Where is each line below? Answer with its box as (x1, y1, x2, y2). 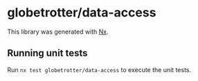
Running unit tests (7, 47, 88, 59)
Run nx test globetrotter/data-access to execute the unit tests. (7, 65, 192, 73)
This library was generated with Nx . (7, 27, 109, 36)
